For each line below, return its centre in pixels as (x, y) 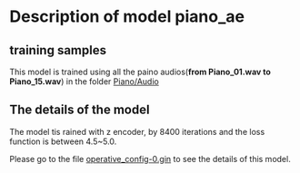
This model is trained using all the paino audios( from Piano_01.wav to (140, 72)
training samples (58, 50)
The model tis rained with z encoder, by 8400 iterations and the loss (137, 131)
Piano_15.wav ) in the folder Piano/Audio (84, 82)
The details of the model (80, 110)
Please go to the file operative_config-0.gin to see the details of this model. (150, 159)
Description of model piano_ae (127, 17)
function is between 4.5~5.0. (63, 141)
